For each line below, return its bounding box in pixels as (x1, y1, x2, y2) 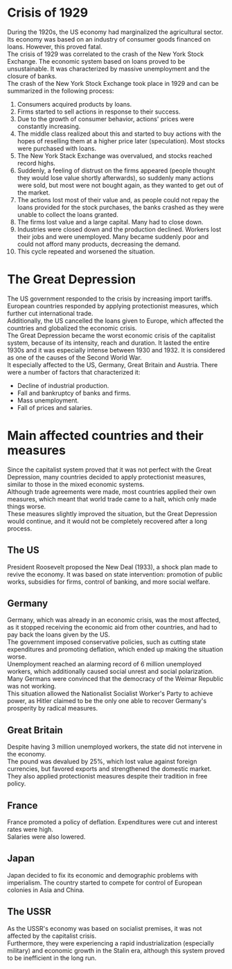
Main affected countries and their (7, 428, 204, 444)
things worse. (7, 502, 46, 510)
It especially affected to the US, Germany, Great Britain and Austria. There (7, 360, 218, 368)
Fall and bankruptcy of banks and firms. (17, 389, 132, 397)
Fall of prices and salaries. (17, 403, 93, 411)
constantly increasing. (17, 122, 81, 130)
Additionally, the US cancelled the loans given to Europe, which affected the (7, 317, 224, 325)
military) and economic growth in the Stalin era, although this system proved (7, 946, 225, 954)
